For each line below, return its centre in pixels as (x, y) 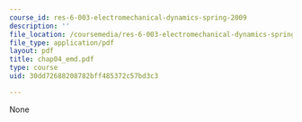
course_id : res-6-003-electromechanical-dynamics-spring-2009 (128, 17)
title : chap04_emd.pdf (52, 59)
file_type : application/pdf (62, 43)
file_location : (38, 34)
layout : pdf (31, 51)
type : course (34, 68)
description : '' (40, 26)
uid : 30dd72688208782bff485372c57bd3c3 (84, 76)
